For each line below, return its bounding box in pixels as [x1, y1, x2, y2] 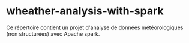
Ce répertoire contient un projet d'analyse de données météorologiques [6, 24, 184, 31]
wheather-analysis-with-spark [6, 4, 164, 18]
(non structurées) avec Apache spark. [6, 30, 100, 37]
